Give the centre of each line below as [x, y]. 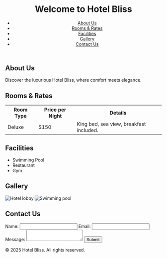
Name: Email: [48, 226]
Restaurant [23, 165]
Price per [55, 110]
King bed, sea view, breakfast [111, 124]
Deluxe [16, 127]
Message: [15, 239]
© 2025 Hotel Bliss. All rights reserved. [45, 250]
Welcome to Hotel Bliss [83, 9]
